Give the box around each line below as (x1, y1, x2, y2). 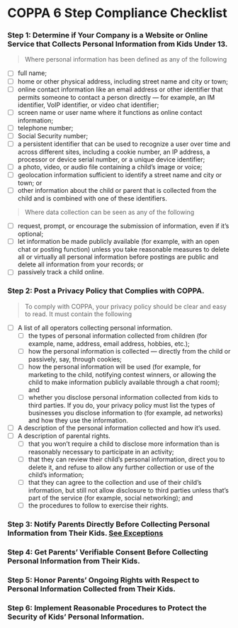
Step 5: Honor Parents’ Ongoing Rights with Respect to (7, 576, 200, 585)
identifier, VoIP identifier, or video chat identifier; (17, 101, 159, 109)
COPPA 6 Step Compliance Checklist (7, 5, 228, 21)
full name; (17, 69, 47, 77)
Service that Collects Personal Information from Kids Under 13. (7, 39, 228, 49)
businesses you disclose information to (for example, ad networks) (28, 408, 223, 417)
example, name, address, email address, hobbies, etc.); (28, 339, 190, 348)
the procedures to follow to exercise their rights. (28, 501, 169, 510)
